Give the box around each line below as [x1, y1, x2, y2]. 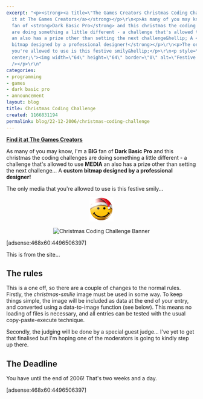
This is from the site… [6, 251, 60, 258]
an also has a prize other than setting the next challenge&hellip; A [11, 35, 193, 42]
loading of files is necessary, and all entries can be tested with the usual [6, 310, 186, 317]
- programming [6, 73, 42, 80]
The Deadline [6, 358, 57, 369]
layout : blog [6, 99, 39, 105]
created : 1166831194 [6, 112, 59, 118]
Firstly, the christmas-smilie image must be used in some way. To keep [6, 291, 183, 298]
